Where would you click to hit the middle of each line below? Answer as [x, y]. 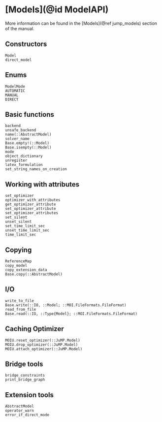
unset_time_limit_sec [27, 231]
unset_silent [18, 222]
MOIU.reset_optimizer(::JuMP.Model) [43, 340]
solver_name [17, 139]
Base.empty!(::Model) [27, 143]
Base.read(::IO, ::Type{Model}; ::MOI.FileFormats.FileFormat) [71, 314]
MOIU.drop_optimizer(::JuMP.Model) [42, 345]
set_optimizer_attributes [32, 213]
